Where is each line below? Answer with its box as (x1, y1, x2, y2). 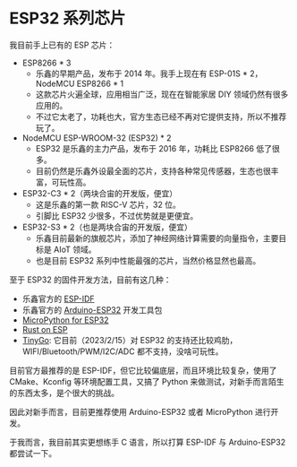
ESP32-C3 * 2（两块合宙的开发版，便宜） (21, 187, 178, 198)
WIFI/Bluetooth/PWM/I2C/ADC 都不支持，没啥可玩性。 (21, 346, 224, 357)
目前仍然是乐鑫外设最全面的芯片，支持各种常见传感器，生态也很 (35, 165, 271, 176)
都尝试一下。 (9, 447, 56, 458)
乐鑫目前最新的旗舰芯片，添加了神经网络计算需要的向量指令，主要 (35, 232, 279, 243)
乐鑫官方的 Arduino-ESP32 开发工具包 (21, 304, 163, 315)
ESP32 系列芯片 (9, 8, 126, 29)
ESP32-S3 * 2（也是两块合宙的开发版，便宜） (21, 221, 192, 232)
